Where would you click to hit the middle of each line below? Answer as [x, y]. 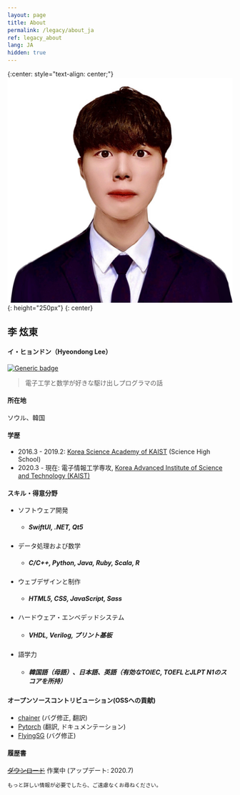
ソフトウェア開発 [43, 510]
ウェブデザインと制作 [49, 581]
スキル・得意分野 [32, 493]
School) [29, 459]
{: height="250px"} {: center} [50, 308]
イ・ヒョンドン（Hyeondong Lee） [60, 351]
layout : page [27, 15]
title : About [27, 22]
